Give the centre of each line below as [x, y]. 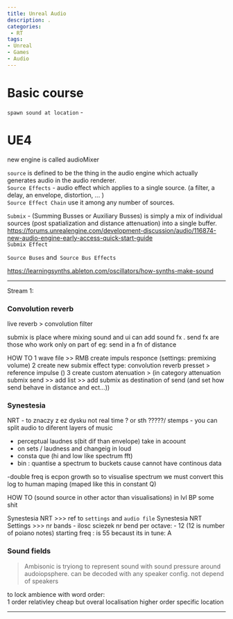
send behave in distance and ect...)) [59, 387]
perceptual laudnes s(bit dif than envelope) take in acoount [101, 442]
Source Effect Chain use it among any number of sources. [91, 202]
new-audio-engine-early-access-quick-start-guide [80, 238]
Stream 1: [20, 290]
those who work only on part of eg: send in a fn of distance [92, 345]
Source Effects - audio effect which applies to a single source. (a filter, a [111, 187]
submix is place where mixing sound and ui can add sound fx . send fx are [113, 337]
